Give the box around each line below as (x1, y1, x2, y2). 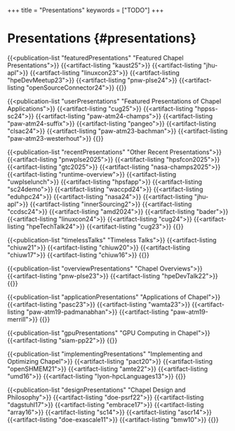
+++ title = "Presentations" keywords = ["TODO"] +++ (7, 6, 164, 14)
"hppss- (194, 104, 219, 113)
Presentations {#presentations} (7, 31, 196, 46)
